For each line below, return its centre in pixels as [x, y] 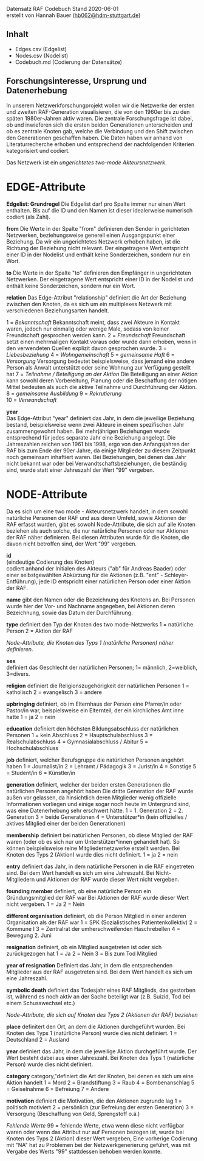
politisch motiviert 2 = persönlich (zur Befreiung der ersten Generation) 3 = [100, 1107]
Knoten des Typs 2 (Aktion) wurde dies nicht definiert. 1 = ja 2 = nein [92, 854]
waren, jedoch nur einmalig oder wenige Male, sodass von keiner [88, 329]
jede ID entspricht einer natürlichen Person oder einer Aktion [115, 581]
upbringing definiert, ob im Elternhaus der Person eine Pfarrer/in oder [94, 704]
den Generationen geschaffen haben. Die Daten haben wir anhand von [95, 138]
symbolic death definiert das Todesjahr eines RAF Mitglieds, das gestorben [101, 990]
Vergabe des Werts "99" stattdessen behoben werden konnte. [84, 1151]
